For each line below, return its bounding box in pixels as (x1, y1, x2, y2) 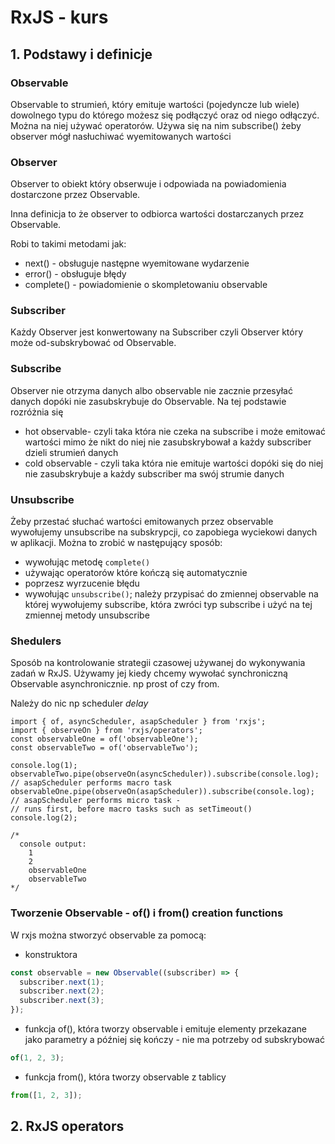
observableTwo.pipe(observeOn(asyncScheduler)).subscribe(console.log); (10, 769, 320, 780)
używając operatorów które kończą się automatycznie (24, 567, 248, 579)
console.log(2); (10, 813, 78, 823)
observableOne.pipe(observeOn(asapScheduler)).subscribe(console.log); (10, 787, 315, 797)
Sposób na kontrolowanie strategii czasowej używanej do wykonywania (10, 657, 306, 669)
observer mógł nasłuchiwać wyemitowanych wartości (10, 130, 232, 142)
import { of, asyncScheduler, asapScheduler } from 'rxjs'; (10, 717, 267, 727)
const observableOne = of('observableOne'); (10, 734, 199, 745)
